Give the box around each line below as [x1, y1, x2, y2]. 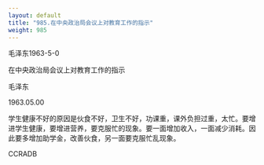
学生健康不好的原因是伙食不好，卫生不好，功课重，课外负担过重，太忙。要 [8, 114, 249, 123]
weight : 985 [8, 26, 47, 34]
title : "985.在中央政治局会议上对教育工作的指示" [8, 19, 154, 27]
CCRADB [8, 149, 38, 159]
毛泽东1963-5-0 [8, 49, 60, 58]
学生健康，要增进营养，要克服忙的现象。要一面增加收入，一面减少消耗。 [14, 123, 249, 134]
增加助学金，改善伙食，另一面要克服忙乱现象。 [28, 134, 181, 143]
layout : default [8, 11, 61, 20]
